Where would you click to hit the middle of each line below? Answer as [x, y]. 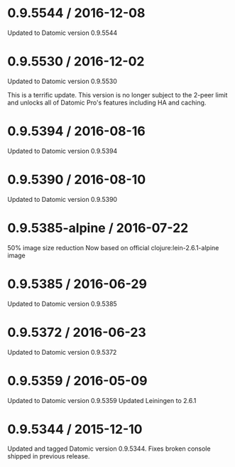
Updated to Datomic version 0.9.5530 [62, 81]
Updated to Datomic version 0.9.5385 [62, 304]
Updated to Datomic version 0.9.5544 [62, 33]
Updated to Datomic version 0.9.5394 [62, 151]
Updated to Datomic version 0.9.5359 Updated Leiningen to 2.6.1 [102, 400]
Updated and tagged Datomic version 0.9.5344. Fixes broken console [109, 449]
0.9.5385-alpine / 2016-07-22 [98, 228]
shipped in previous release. [49, 456]
